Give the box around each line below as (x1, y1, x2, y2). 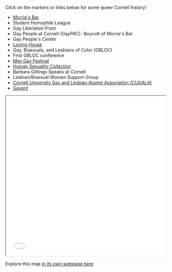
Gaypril (12, 85, 28, 91)
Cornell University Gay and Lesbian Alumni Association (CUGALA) (12, 79, 152, 86)
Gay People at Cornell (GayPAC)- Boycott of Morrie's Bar (12, 31, 133, 36)
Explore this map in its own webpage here (5, 261, 94, 267)
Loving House (12, 41, 42, 48)
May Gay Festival (12, 58, 50, 64)
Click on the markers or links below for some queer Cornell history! (5, 5, 147, 10)
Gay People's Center (12, 36, 57, 42)
